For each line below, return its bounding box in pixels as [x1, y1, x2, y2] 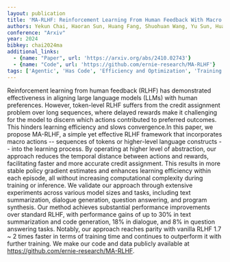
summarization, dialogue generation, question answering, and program [7, 195, 207, 204]
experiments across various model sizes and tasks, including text [7, 188, 191, 196]
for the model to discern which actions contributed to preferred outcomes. [7, 115, 217, 123]
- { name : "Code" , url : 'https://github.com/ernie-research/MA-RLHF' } [13, 61, 216, 68]
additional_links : [7, 49, 60, 56]
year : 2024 [7, 36, 38, 43]
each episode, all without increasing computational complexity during [7, 174, 203, 182]
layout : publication [7, 10, 66, 17]
